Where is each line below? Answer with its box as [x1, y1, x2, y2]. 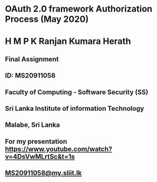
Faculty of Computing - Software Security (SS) [5, 88, 148, 96]
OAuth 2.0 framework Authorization [5, 3, 153, 15]
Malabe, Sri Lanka [5, 121, 60, 129]
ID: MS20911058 [5, 72, 56, 80]
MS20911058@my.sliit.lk [5, 169, 82, 177]
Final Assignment [5, 55, 59, 63]
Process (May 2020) [5, 14, 89, 25]
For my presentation [5, 137, 67, 146]
